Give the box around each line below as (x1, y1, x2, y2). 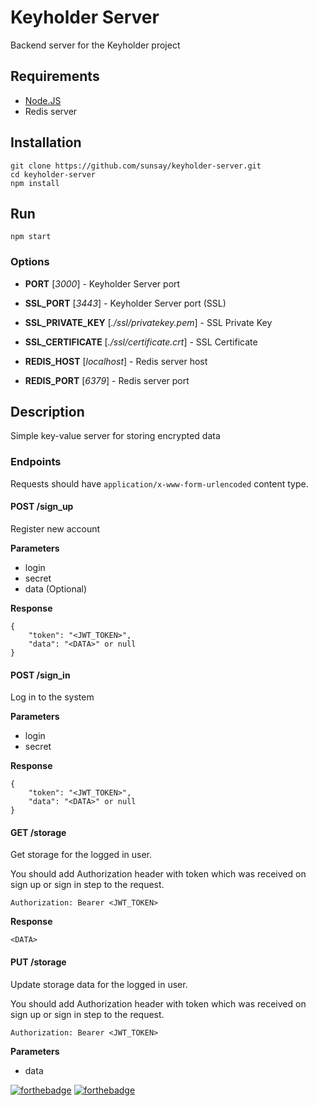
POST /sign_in (10, 669, 71, 681)
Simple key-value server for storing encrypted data (10, 430, 221, 442)
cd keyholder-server (10, 169, 97, 180)
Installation (10, 134, 82, 151)
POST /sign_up (10, 501, 74, 513)
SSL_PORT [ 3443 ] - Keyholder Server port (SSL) (24, 297, 227, 309)
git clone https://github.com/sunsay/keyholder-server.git (10, 161, 262, 171)
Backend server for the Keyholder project (10, 39, 181, 51)
